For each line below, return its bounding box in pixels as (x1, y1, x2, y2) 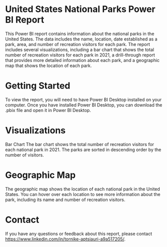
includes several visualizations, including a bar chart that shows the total (5, 46, 155, 52)
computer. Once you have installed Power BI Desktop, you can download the (5, 101, 163, 108)
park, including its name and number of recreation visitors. (5, 196, 126, 202)
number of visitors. (5, 151, 44, 158)
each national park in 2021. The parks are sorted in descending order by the (5, 146, 162, 152)
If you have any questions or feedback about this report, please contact (5, 230, 153, 236)
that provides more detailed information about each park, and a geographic (5, 57, 160, 63)
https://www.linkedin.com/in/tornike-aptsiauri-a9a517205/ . (5, 236, 126, 242)
